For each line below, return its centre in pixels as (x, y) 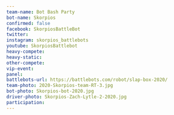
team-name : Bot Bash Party (41, 12)
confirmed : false (28, 23)
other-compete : (26, 63)
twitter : (17, 35)
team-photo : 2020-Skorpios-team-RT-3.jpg (60, 86)
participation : (26, 102)
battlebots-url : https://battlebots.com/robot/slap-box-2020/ (87, 80)
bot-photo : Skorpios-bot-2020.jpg (50, 91)
